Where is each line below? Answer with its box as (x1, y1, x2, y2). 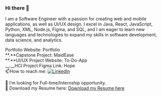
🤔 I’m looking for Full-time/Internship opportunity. (5, 80, 106, 86)
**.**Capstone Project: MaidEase (5, 52, 74, 58)
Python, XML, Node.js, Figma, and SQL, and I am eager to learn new (5, 26, 145, 32)
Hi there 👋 (5, 4, 30, 11)
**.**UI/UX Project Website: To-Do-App (5, 57, 88, 63)
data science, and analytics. (5, 37, 63, 43)
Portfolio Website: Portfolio (5, 47, 60, 53)
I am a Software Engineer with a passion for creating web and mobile (5, 16, 147, 22)
